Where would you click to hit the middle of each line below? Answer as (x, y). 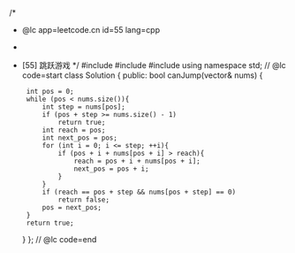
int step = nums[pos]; (83, 107)
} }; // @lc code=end (59, 239)
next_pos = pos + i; (111, 169)
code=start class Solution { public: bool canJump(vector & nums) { (142, 75)
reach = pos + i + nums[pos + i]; (137, 161)
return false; (84, 200)
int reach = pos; (74, 130)
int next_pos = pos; (79, 138)
